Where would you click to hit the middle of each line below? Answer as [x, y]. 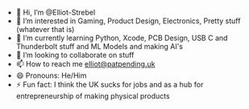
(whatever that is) [45, 29]
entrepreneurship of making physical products [93, 96]
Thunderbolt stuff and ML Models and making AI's [100, 46]
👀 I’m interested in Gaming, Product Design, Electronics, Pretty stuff [128, 21]
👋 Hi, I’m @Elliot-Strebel [56, 12]
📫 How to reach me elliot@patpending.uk [85, 64]
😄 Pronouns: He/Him [51, 75]
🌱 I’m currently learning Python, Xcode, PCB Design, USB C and [122, 38]
